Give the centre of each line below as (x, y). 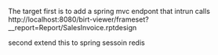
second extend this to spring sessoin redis (76, 43)
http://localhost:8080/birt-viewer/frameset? (78, 19)
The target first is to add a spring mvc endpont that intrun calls (109, 11)
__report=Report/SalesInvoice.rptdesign (73, 27)
